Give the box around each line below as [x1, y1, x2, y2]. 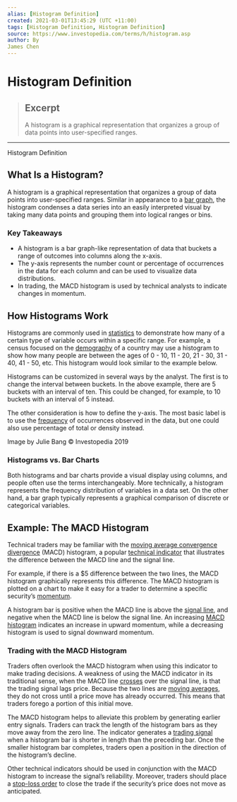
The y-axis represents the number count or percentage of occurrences [17, 259, 224, 268]
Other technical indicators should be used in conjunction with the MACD [7, 764, 217, 773]
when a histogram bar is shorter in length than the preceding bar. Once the [7, 735, 224, 744]
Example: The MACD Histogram [7, 522, 150, 534]
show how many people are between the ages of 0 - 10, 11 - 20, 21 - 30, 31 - [7, 351, 228, 360]
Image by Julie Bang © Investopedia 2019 [7, 437, 129, 446]
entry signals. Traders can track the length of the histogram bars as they [7, 721, 218, 729]
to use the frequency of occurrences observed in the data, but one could [7, 416, 219, 425]
